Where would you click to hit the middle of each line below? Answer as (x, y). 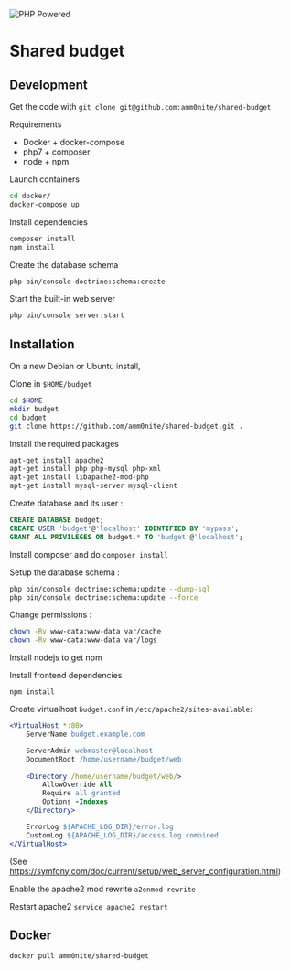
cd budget (28, 417)
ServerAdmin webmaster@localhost (90, 751)
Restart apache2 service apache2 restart (89, 906)
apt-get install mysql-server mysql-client (94, 486)
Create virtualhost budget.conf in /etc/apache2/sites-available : (131, 709)
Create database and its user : (66, 504)
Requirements (36, 124)
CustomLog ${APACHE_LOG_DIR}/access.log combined (123, 835)
